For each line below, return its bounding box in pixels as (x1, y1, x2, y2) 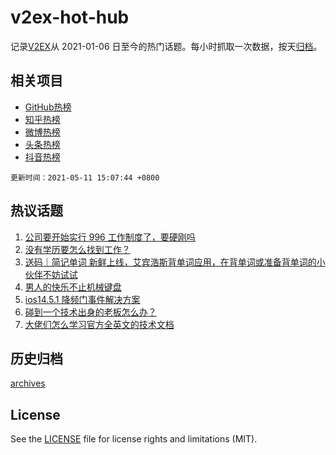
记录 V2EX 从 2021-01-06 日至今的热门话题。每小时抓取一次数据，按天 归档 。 (10, 40, 323, 52)
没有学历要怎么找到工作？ (24, 243, 131, 255)
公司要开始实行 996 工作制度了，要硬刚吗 (24, 231, 196, 243)
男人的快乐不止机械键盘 (24, 281, 122, 293)
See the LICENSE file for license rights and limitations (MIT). (10, 433, 258, 445)
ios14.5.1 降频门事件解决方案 (24, 293, 141, 305)
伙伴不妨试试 (24, 268, 78, 280)
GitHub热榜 (24, 101, 72, 113)
